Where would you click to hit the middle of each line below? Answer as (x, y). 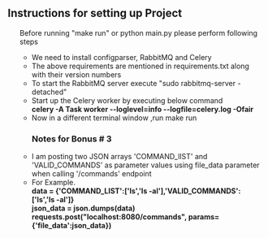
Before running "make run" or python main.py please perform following (138, 32)
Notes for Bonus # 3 (71, 139)
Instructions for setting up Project (95, 13)
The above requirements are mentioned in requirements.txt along (140, 66)
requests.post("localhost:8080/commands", (109, 217)
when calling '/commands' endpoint (91, 174)
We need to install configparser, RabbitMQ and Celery (121, 57)
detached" (49, 92)
